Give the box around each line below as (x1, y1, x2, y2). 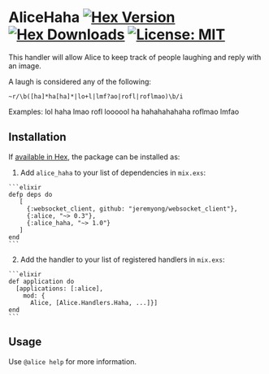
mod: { (23, 291, 46, 300)
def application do (8, 277, 75, 285)
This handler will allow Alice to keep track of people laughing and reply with (8, 52, 262, 62)
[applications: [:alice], (15, 285, 104, 293)
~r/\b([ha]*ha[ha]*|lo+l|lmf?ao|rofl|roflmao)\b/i (8, 92, 184, 101)
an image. (8, 61, 42, 71)
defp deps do (8, 190, 53, 198)
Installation (8, 130, 67, 144)
